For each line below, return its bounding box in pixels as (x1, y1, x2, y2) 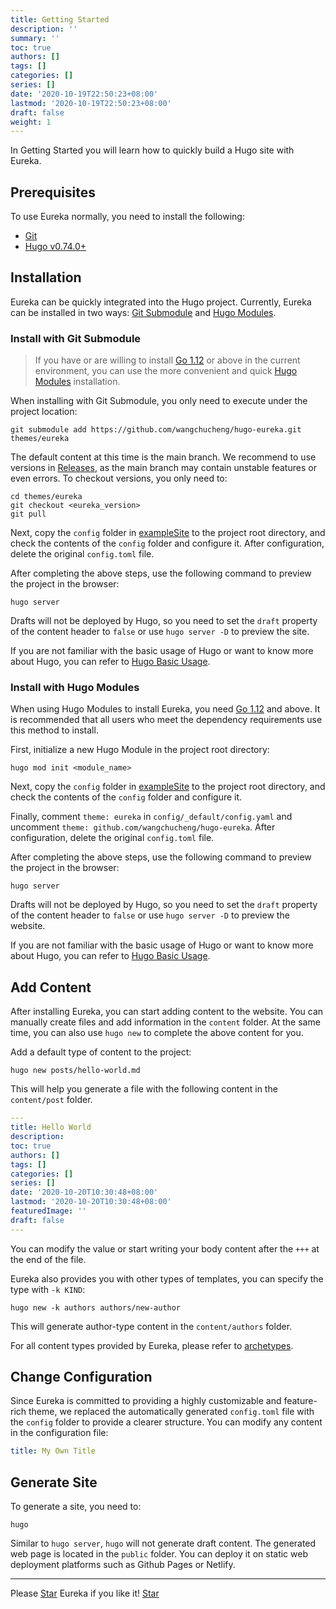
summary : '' (10, 33, 60, 43)
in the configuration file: (10, 1427, 109, 1439)
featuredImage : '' (10, 1206, 87, 1216)
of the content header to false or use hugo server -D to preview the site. (10, 626, 310, 638)
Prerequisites (10, 184, 96, 201)
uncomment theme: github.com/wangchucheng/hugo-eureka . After (10, 821, 276, 833)
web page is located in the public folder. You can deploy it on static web (10, 1548, 308, 1560)
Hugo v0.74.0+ (24, 241, 87, 253)
